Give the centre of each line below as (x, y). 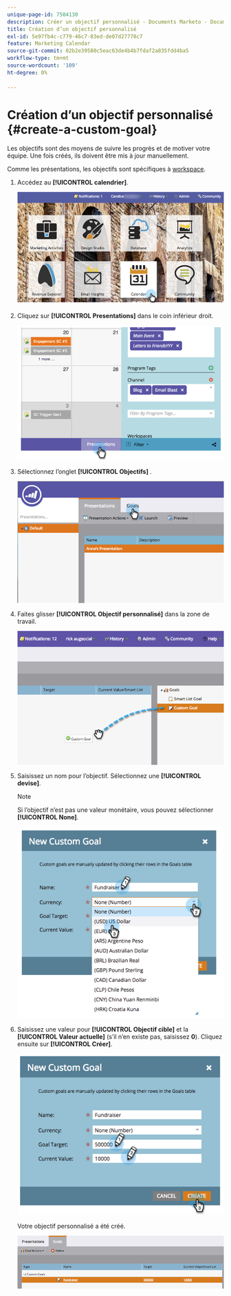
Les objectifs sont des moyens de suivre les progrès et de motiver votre (109, 149)
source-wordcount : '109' (43, 65)
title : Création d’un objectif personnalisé (72, 29)
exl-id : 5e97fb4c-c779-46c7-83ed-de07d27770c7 (75, 36)
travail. (26, 621)
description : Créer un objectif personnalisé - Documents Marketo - (107, 22)
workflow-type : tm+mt (38, 59)
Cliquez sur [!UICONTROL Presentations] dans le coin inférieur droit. (115, 315)
